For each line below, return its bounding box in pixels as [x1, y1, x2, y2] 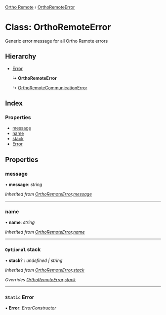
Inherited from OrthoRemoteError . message [5, 191, 92, 197]
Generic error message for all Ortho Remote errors [5, 38, 108, 44]
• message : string [5, 182, 42, 188]
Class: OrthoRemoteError [5, 22, 111, 33]
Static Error [5, 294, 35, 301]
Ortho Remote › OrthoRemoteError [5, 4, 75, 10]
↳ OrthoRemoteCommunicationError [12, 84, 87, 91]
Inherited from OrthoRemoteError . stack [5, 267, 85, 273]
